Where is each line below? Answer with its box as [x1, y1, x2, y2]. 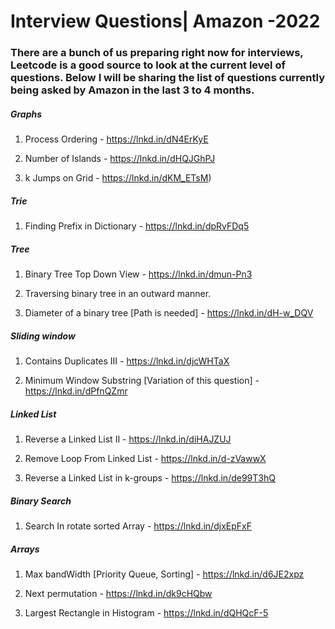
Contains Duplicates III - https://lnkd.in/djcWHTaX [24, 355, 230, 367]
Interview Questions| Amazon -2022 [10, 10, 321, 33]
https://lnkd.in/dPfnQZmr [24, 385, 128, 397]
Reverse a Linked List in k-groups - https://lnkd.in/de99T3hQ [24, 471, 276, 484]
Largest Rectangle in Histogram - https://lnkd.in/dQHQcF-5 [24, 606, 269, 619]
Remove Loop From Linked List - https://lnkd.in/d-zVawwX [24, 452, 267, 464]
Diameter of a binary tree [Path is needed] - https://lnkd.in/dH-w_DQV [24, 307, 314, 319]
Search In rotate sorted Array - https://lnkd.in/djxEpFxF [24, 520, 252, 532]
